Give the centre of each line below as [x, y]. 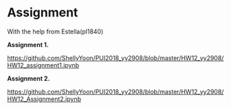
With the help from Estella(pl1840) [55, 31]
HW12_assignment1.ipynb [43, 65]
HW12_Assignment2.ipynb [44, 99]
